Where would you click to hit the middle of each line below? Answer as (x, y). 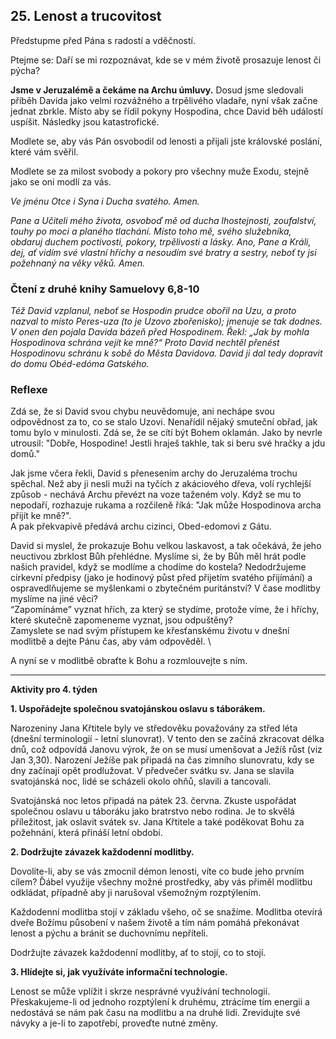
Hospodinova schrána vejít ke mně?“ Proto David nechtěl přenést (145, 343)
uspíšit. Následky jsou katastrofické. (85, 121)
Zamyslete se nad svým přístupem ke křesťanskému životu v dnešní (150, 631)
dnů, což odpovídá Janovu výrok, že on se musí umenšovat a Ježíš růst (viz (166, 750)
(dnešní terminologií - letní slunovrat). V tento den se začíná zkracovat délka (167, 739)
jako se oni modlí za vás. (61, 181)
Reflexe (29, 390)
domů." (25, 454)
